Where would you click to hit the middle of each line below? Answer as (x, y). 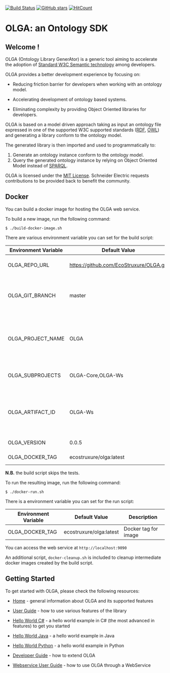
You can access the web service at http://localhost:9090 (66, 547)
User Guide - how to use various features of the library (70, 611)
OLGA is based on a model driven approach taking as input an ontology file (83, 125)
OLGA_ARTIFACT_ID (32, 412)
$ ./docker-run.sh (25, 492)
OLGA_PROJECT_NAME (36, 338)
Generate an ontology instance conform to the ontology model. (78, 155)
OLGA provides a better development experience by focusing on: (73, 74)
